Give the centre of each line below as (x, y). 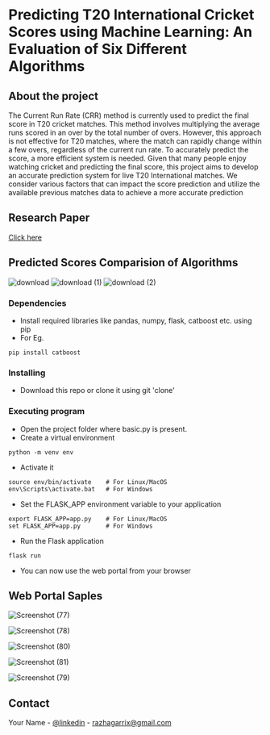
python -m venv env (41, 452)
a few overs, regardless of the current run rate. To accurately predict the (129, 150)
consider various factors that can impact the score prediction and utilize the (134, 184)
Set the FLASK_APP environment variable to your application (120, 504)
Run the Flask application (62, 541)
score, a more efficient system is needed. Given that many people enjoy (128, 158)
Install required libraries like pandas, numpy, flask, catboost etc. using (136, 320)
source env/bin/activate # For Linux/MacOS (88, 482)
